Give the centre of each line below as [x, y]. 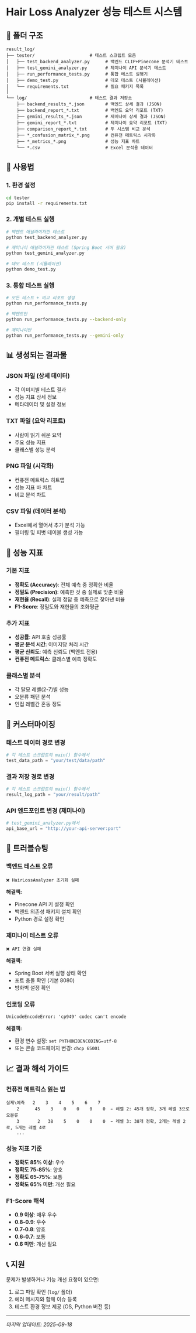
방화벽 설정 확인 [32, 987]
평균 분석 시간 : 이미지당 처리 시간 [52, 644]
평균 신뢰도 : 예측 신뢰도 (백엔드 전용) [56, 652]
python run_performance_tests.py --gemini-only [65, 335]
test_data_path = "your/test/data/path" [56, 760]
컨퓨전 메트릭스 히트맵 [40, 480]
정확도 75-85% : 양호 [38, 1170]
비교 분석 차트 [30, 494]
